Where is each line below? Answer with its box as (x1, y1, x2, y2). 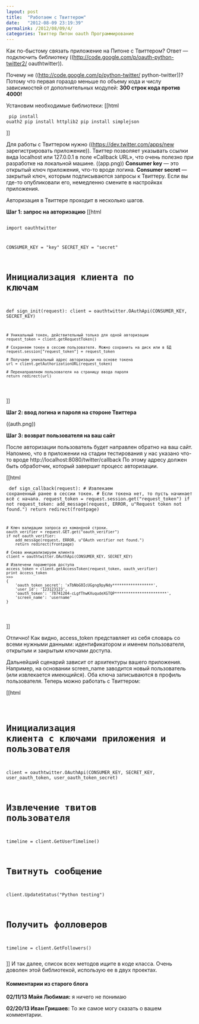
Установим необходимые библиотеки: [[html (6, 102, 119, 109)
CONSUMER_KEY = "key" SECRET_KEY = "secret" (6, 244, 118, 250)
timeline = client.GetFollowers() (6, 945, 92, 951)
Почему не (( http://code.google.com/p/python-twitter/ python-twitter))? (6, 72, 184, 79)
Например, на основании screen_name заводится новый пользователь (6, 665, 186, 672)
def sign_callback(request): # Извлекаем (8, 485, 113, 491)
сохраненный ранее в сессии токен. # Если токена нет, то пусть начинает (6, 490, 193, 497)
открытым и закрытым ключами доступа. (6, 647, 112, 654)
